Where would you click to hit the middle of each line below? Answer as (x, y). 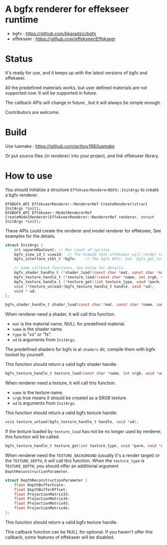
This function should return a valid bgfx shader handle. (61, 364)
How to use (29, 176)
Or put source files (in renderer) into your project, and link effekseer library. (82, 156)
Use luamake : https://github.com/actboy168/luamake (60, 146)
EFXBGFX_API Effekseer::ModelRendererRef (49, 213)
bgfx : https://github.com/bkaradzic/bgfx (54, 33)
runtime (22, 20)
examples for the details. (30, 236)
